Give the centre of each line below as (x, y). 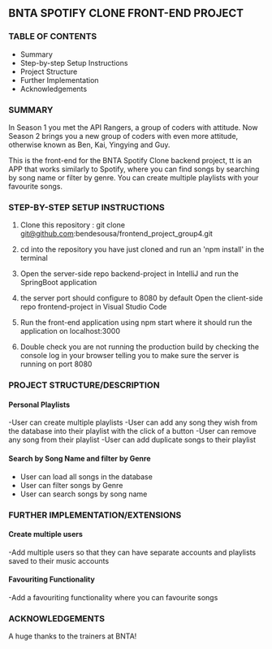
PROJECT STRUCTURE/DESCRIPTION (84, 385)
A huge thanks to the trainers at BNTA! (73, 636)
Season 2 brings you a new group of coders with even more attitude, (123, 136)
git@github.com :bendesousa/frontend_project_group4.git (117, 234)
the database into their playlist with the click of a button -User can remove (133, 431)
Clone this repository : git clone (73, 225)
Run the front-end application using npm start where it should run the (136, 322)
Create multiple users (46, 534)
